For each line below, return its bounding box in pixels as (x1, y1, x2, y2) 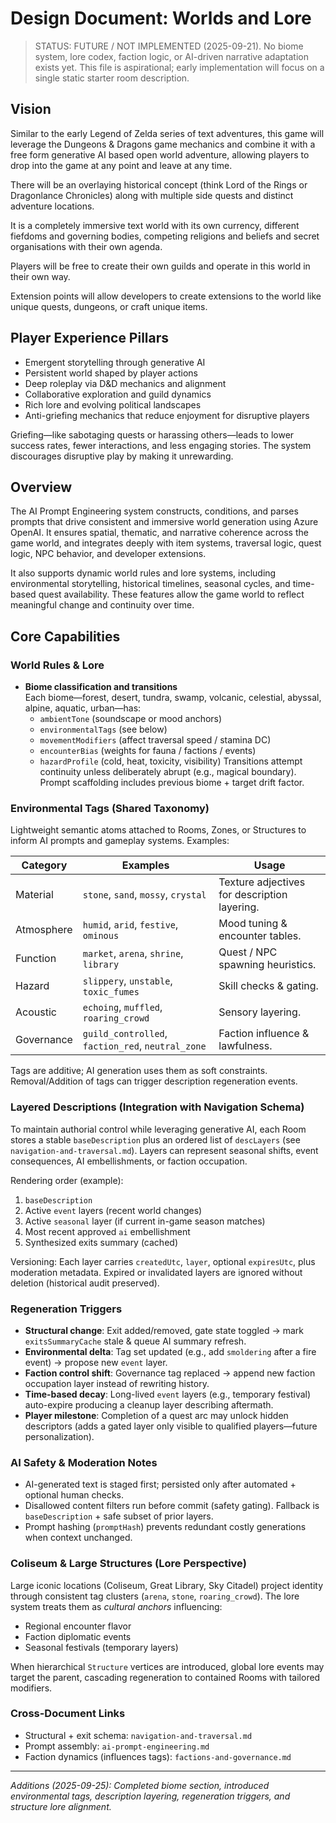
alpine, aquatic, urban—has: (24, 702, 142, 714)
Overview (10, 478, 73, 496)
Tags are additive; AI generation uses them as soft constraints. (10, 1065, 268, 1077)
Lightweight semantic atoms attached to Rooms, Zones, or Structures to (10, 824, 307, 836)
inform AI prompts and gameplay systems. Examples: (10, 835, 230, 847)
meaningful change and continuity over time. (10, 599, 195, 611)
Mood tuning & (218, 917, 288, 931)
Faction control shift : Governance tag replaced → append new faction (24, 1367, 316, 1379)
